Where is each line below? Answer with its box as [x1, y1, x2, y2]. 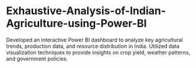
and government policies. [6, 55, 68, 62]
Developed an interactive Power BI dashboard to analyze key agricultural [6, 36, 183, 43]
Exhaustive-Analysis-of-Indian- [6, 4, 166, 18]
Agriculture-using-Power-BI [6, 17, 147, 30]
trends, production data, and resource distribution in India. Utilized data [6, 43, 180, 50]
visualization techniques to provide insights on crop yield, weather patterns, [6, 48, 191, 56]
